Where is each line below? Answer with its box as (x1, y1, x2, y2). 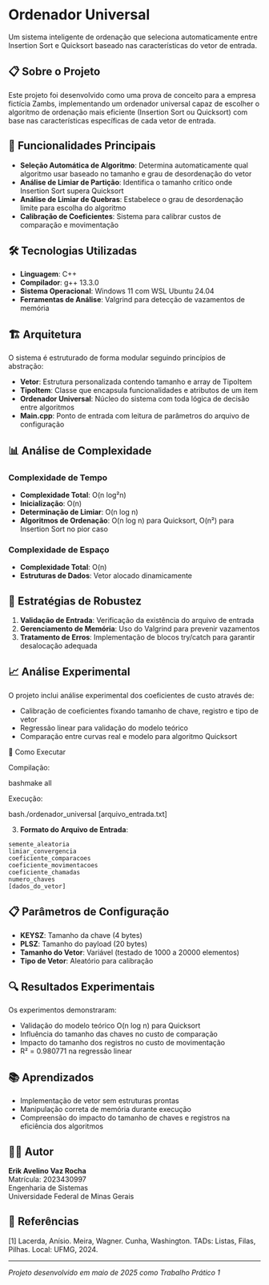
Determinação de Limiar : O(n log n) (19, 507, 139, 516)
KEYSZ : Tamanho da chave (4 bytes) (19, 930, 143, 940)
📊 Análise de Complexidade (8, 443, 152, 458)
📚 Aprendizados (8, 1070, 94, 1084)
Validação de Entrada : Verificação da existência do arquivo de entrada (19, 615, 255, 624)
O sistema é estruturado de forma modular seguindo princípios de (8, 353, 226, 362)
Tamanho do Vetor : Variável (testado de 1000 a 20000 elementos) (19, 948, 240, 957)
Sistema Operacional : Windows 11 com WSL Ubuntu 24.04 (19, 286, 215, 296)
